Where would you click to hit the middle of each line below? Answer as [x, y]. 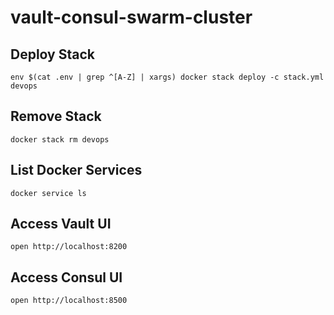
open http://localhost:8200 [69, 247]
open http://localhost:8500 [69, 301]
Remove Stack [56, 116]
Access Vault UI [61, 224]
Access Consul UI [66, 277]
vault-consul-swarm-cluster [131, 17]
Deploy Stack [52, 54]
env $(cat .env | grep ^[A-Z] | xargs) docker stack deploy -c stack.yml [167, 77]
